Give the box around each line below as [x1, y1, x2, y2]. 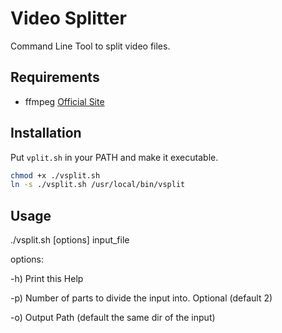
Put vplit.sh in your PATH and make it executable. [10, 151, 219, 163]
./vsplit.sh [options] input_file [10, 234, 130, 246]
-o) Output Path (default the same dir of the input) [10, 312, 216, 324]
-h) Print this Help [10, 273, 84, 285]
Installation [10, 125, 82, 142]
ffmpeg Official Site [24, 95, 105, 107]
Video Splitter [10, 7, 127, 30]
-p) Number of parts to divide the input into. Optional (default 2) [10, 292, 273, 304]
